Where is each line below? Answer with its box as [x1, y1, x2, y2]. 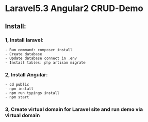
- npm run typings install [5, 91, 60, 95]
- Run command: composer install [5, 47, 73, 52]
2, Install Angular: [5, 71, 48, 78]
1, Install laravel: [5, 37, 44, 43]
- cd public [5, 82, 29, 87]
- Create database [5, 52, 42, 56]
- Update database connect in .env [5, 56, 77, 61]
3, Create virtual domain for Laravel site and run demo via [5, 106, 143, 113]
